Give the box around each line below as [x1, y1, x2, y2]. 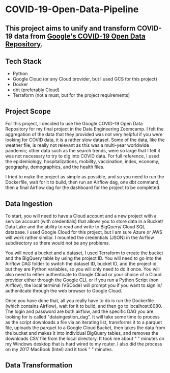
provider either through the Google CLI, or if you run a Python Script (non [5, 277, 159, 283]
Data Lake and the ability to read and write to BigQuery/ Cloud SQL [5, 224, 146, 230]
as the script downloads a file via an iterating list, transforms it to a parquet [5, 319, 162, 326]
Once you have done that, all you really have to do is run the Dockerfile [5, 298, 154, 304]
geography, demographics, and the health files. [5, 164, 105, 170]
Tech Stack [5, 57, 42, 66]
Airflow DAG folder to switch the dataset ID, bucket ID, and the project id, [5, 261, 158, 267]
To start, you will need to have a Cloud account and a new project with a [5, 213, 157, 219]
